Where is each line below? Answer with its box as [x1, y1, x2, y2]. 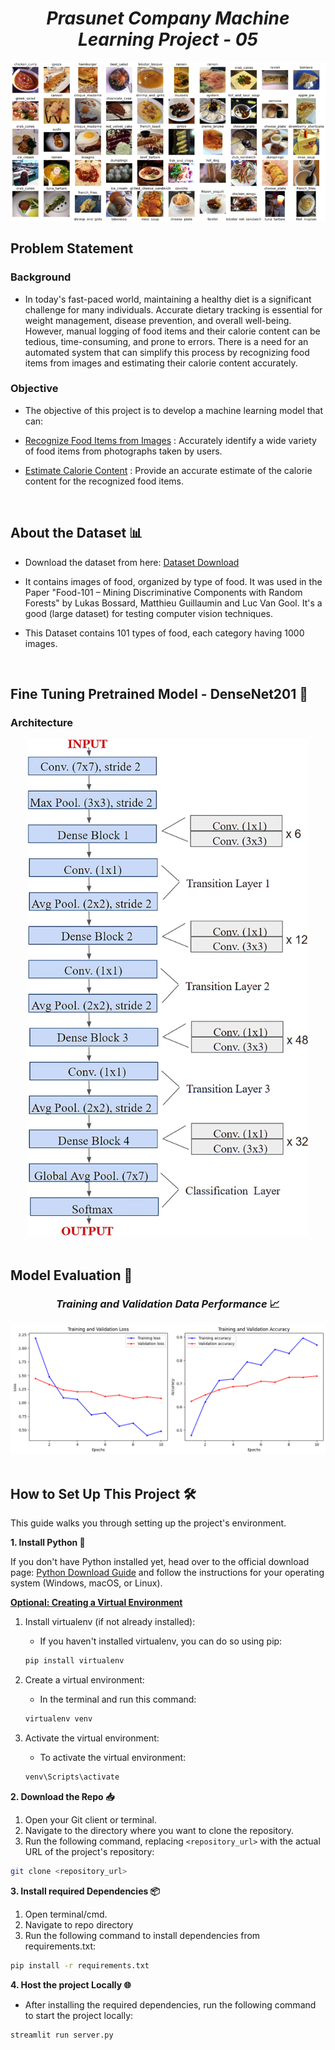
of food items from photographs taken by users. [24, 445, 223, 457]
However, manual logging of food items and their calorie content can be [24, 325, 321, 337]
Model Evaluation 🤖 [10, 1267, 133, 1284]
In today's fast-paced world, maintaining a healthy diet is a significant [24, 293, 312, 305]
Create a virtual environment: [24, 1674, 145, 1686]
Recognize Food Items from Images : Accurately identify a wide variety [24, 434, 317, 446]
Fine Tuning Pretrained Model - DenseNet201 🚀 [10, 686, 309, 703]
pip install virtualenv [24, 1656, 125, 1666]
